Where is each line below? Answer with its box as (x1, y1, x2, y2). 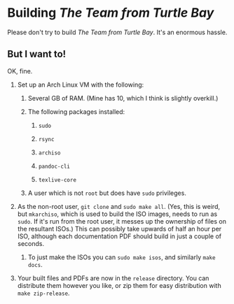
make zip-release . (17, 289, 70, 297)
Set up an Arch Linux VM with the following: (17, 80, 144, 89)
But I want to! (7, 48, 67, 60)
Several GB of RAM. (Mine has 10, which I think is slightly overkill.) (27, 94, 219, 102)
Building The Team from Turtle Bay (7, 5, 214, 21)
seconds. (17, 239, 45, 247)
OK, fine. (7, 66, 33, 75)
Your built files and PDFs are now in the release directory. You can (17, 274, 209, 282)
